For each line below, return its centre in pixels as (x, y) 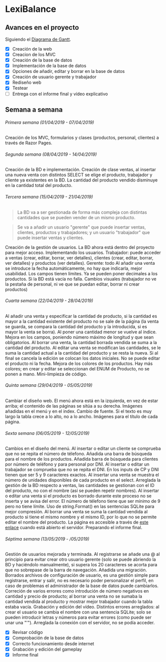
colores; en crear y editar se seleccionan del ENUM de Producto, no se (77, 368)
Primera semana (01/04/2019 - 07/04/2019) (50, 122)
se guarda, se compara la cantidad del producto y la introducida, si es (76, 326)
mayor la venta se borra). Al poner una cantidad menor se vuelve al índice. (81, 332)
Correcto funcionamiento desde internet (53, 644)
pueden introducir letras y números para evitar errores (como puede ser (78, 617)
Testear (20, 88)
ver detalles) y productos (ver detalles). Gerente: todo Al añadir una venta (80, 263)
